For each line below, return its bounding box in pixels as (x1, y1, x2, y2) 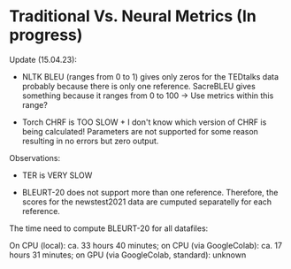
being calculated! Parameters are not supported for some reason (21, 126, 259, 136)
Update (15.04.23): (9, 54, 78, 65)
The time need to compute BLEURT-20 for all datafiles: (9, 223, 209, 234)
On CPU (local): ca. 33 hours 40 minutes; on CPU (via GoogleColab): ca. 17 (9, 240, 283, 250)
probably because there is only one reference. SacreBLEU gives (21, 81, 257, 91)
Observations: (9, 152, 61, 163)
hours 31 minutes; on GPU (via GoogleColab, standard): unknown (9, 250, 247, 260)
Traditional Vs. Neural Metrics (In (9, 6, 257, 27)
